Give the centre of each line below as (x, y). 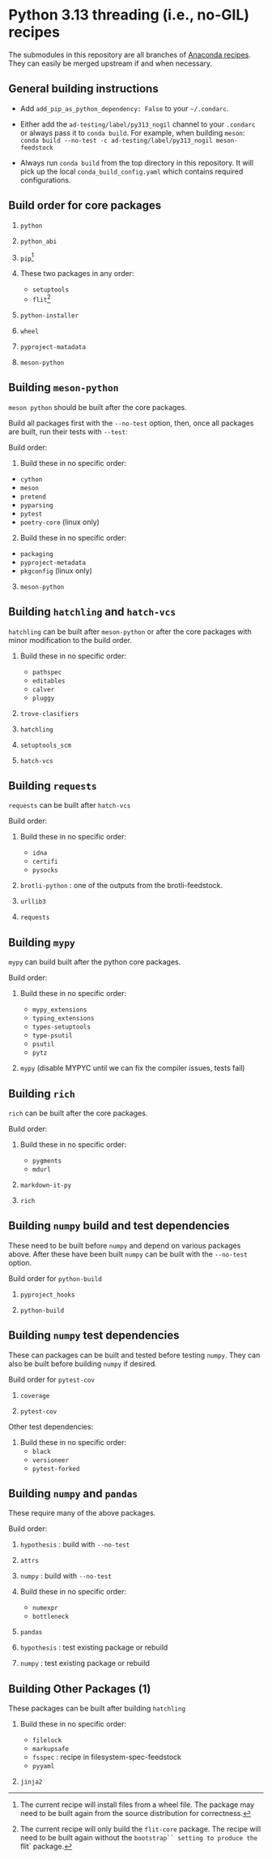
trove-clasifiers (49, 714)
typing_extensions (63, 1019)
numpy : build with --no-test (66, 1576)
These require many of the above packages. (82, 1513)
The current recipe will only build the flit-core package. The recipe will (140, 1829)
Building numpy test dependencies (94, 1336)
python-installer (49, 315)
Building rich (42, 1093)
